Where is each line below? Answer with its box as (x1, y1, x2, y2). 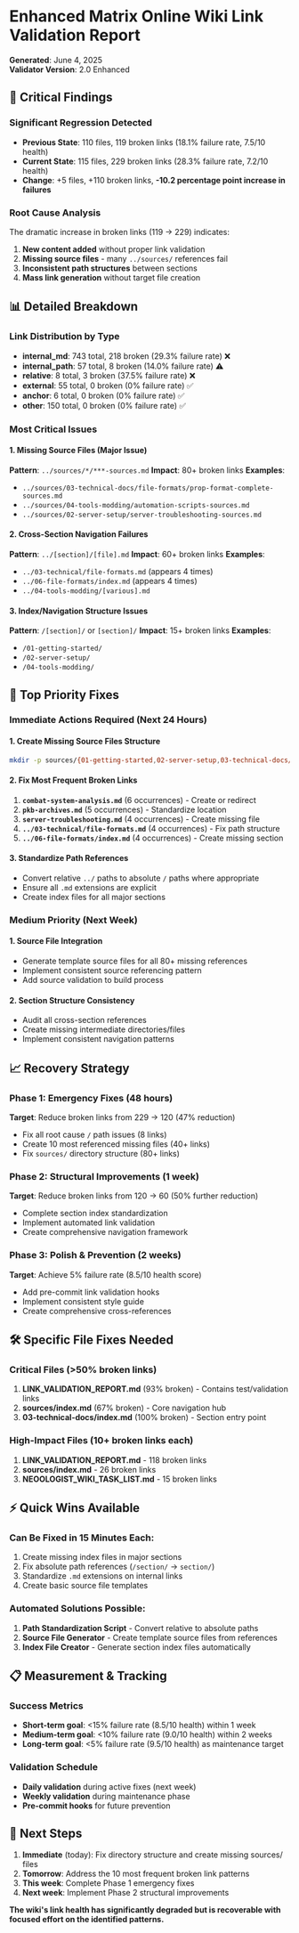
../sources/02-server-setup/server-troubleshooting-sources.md (21, 510, 263, 519)
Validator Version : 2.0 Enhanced (9, 64, 131, 75)
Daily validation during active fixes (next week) (21, 1781, 197, 1791)
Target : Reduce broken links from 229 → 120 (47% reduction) (9, 1111, 236, 1123)
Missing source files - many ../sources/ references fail (21, 253, 229, 264)
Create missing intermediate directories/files (21, 1024, 185, 1035)
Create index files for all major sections (21, 891, 166, 902)
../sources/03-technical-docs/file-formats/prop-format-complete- (21, 483, 274, 492)
